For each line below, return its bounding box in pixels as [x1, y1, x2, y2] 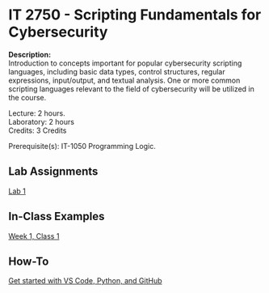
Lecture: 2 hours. [8, 108, 66, 118]
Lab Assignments [8, 164, 99, 179]
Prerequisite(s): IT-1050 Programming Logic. [8, 141, 156, 151]
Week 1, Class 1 [8, 231, 60, 240]
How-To [8, 254, 49, 268]
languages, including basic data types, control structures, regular [8, 66, 225, 76]
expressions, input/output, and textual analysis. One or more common [8, 75, 241, 85]
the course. [8, 92, 47, 102]
